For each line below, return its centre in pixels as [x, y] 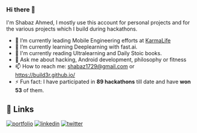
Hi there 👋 [21, 10]
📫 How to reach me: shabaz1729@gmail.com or [75, 66]
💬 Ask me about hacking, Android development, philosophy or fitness [101, 60]
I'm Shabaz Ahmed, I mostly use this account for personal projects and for [98, 23]
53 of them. [29, 90]
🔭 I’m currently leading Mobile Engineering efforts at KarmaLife [93, 41]
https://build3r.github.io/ [45, 75]
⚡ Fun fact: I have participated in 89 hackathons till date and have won [103, 82]
